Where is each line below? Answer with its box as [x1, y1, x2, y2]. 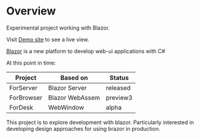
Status [109, 74, 129, 82]
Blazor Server [48, 83, 87, 92]
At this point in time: [6, 59, 56, 66]
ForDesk [9, 103, 33, 111]
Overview [6, 4, 56, 18]
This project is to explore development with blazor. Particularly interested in [6, 119, 195, 126]
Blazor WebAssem [48, 93, 100, 102]
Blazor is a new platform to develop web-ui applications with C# [6, 47, 166, 55]
